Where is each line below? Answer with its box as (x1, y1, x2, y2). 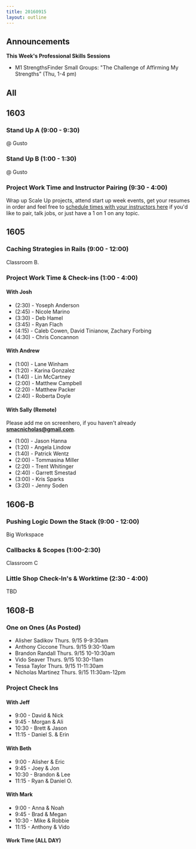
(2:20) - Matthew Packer (14, 386, 76, 393)
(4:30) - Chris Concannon (14, 333, 79, 340)
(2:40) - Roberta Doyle (14, 392, 71, 399)
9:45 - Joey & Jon (14, 765, 60, 772)
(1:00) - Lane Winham (14, 361, 69, 367)
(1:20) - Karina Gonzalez (14, 367, 75, 374)
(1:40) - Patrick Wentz (14, 450, 69, 457)
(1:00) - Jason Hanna (14, 437, 68, 445)
